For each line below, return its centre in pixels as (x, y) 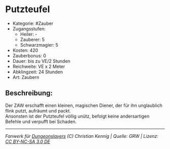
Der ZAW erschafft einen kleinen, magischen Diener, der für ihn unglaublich (84, 105)
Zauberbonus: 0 (29, 55)
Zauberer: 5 (32, 40)
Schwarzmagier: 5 (39, 45)
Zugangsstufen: (29, 28)
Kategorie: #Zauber (33, 23)
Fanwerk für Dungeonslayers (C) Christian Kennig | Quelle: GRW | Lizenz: (82, 136)
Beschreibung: (29, 93)
